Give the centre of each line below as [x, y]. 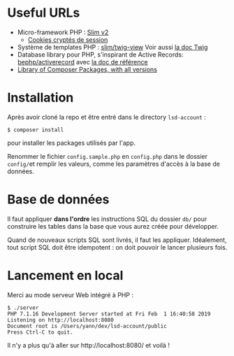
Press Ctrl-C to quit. [40, 332]
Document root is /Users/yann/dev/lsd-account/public [87, 326]
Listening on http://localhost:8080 [60, 320]
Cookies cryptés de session [68, 39]
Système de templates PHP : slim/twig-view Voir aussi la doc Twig [112, 47]
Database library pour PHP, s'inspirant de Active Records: [100, 55]
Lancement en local [65, 276]
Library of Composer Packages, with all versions [87, 69]
